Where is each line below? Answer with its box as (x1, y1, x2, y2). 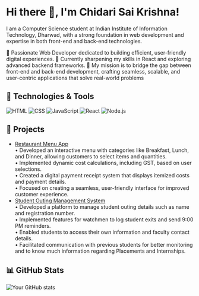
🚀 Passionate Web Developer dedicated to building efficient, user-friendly (6, 49, 187, 56)
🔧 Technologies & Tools (6, 91, 94, 101)
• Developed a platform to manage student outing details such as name (14, 203, 190, 210)
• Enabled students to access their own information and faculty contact (14, 228, 190, 235)
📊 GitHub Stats (6, 265, 64, 275)
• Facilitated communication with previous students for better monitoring (14, 241, 193, 248)
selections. (14, 165, 42, 173)
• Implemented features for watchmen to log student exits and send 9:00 (14, 216, 194, 223)
